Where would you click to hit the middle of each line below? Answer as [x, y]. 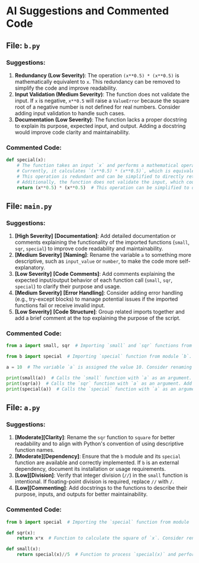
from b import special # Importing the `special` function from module [98, 522]
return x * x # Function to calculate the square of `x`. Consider [100, 538]
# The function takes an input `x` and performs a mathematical [98, 166]
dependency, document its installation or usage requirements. [90, 469]
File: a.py [23, 408]
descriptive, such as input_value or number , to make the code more [96, 261]
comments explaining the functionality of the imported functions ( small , [102, 243]
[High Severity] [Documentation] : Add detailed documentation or [95, 236]
